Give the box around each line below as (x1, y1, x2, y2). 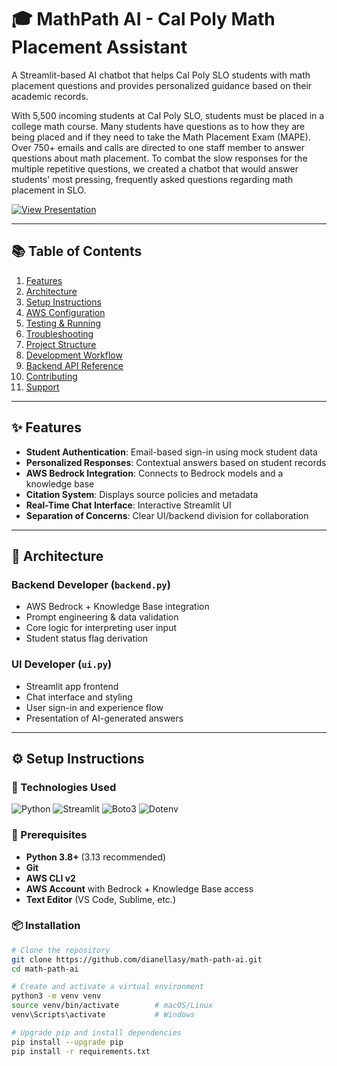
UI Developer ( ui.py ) (11, 657, 113, 671)
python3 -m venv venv (11, 991, 102, 1001)
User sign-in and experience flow (25, 701, 164, 713)
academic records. (11, 90, 89, 102)
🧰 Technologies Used (11, 780, 117, 794)
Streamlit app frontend (25, 680, 119, 692)
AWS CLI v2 (25, 872, 76, 884)
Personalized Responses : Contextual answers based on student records (25, 456, 327, 468)
